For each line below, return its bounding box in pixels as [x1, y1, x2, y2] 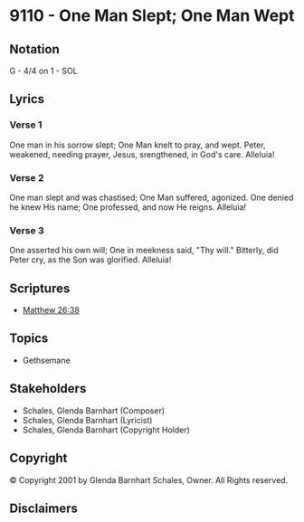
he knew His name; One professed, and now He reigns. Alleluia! [9, 201, 247, 213]
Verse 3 [9, 223, 44, 236]
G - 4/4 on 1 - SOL [9, 65, 79, 76]
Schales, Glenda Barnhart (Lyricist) [22, 414, 153, 425]
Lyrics [9, 91, 45, 107]
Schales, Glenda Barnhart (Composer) [22, 404, 166, 416]
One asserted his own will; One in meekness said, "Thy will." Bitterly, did [9, 245, 279, 256]
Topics [9, 331, 49, 346]
